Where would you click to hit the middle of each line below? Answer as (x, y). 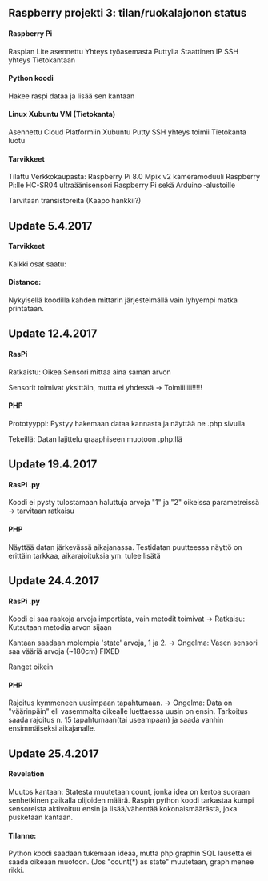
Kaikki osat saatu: (37, 264)
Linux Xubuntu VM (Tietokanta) (62, 114)
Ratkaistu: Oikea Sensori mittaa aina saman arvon (90, 372)
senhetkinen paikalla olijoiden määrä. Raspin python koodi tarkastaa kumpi (131, 800)
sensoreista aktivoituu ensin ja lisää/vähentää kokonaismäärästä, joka (123, 808)
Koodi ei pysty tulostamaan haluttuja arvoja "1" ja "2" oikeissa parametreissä (134, 503)
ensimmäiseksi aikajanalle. (52, 728)
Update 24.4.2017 (54, 581)
